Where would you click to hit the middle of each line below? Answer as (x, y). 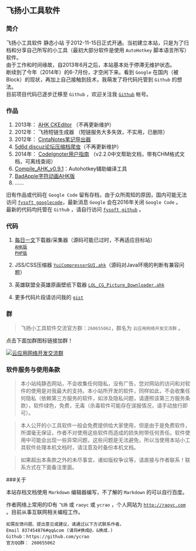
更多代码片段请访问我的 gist (49, 297)
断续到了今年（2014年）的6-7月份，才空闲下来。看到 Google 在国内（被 (92, 72)
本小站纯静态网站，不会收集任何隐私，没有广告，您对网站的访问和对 (103, 383)
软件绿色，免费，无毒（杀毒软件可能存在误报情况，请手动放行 (108, 405)
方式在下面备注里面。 (51, 467)
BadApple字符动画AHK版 (45, 176)
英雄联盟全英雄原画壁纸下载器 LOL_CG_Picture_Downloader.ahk (89, 285)
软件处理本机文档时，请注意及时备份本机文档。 (82, 447)
